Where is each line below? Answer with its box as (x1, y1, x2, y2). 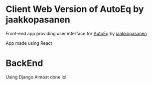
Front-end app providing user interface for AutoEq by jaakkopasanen (5, 30, 147, 36)
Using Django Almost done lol (5, 74, 67, 80)
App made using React (5, 40, 52, 46)
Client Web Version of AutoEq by (5, 3, 144, 15)
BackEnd (5, 58, 43, 69)
